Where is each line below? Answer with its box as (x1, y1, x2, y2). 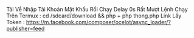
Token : (6, 19, 26, 25)
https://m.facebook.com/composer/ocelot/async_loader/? (26, 19, 171, 25)
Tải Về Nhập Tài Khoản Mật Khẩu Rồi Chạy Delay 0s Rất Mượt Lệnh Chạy (6, 6, 189, 13)
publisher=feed (6, 25, 45, 32)
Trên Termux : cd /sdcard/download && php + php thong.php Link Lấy (6, 12, 182, 19)
